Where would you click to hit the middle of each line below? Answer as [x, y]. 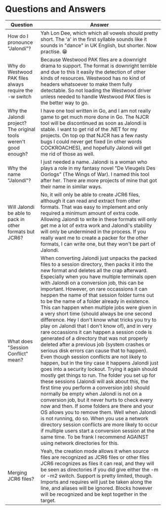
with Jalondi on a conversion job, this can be [92, 283]
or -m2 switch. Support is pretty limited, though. [97, 475]
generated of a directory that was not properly [94, 338]
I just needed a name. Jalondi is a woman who [94, 162]
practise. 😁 [54, 51]
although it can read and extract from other [90, 201]
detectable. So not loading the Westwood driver [96, 90]
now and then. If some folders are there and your [97, 406]
